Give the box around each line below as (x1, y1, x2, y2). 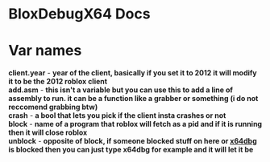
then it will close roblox (8, 128, 88, 137)
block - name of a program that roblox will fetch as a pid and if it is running (8, 119, 263, 129)
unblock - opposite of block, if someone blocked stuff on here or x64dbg (8, 136, 257, 146)
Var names (8, 42, 82, 60)
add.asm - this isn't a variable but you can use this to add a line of (8, 85, 234, 95)
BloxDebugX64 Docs (8, 5, 151, 23)
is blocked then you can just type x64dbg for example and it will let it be (8, 145, 254, 155)
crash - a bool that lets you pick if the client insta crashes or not (8, 111, 226, 120)
